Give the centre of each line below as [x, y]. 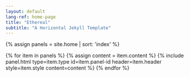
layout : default [25, 11]
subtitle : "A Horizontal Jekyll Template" [58, 28]
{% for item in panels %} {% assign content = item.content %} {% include [95, 55]
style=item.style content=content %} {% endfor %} [68, 68]
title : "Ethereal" [28, 22]
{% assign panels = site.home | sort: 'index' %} [63, 44]
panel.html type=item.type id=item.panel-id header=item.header [84, 62]
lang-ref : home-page [31, 17]
